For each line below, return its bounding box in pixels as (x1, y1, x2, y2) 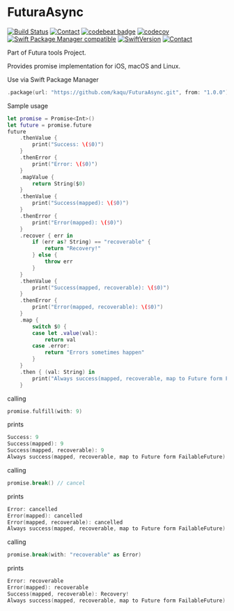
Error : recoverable (7, 577, 64, 584)
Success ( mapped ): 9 (7, 440, 64, 447)
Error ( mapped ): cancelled (7, 512, 82, 519)
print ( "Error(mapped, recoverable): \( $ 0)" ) (32, 303, 164, 311)
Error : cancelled (7, 505, 58, 512)
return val (44, 336, 77, 343)
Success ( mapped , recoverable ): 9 (7, 447, 104, 454)
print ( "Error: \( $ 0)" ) (32, 160, 98, 168)
